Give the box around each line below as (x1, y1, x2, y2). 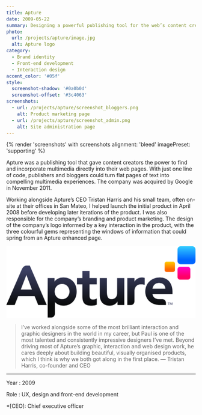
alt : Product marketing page (17, 111, 90, 117)
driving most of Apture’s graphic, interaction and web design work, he (20, 342, 194, 350)
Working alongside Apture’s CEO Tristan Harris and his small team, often (6, 196, 185, 204)
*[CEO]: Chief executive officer (6, 402, 84, 410)
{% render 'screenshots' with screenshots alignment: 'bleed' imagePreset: (6, 141, 191, 148)
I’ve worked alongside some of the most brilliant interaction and (20, 323, 179, 330)
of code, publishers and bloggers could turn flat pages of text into (6, 172, 170, 179)
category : (6, 48, 31, 54)
